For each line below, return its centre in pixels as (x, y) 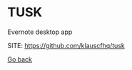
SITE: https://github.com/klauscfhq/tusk (66, 45)
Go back (20, 59)
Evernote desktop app (40, 32)
